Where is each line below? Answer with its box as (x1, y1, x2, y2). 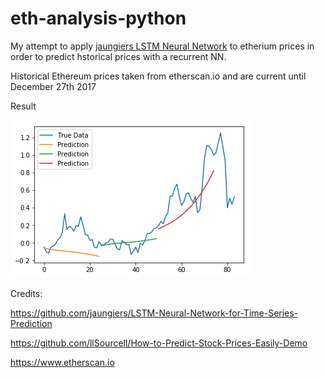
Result (10, 100, 37, 112)
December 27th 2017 (10, 80, 97, 92)
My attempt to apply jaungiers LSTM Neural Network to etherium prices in (10, 40, 315, 52)
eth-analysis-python (10, 7, 187, 30)
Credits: (10, 287, 43, 299)
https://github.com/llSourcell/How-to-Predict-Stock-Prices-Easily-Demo (10, 337, 308, 349)
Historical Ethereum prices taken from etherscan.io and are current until (10, 70, 307, 82)
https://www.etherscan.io (10, 356, 115, 368)
